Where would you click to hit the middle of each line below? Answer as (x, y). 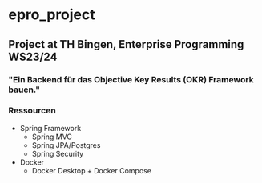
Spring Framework (50, 128)
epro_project (52, 15)
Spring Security (58, 153)
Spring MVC (52, 137)
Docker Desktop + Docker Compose (92, 170)
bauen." (24, 90)
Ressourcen (32, 111)
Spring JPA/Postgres (66, 145)
